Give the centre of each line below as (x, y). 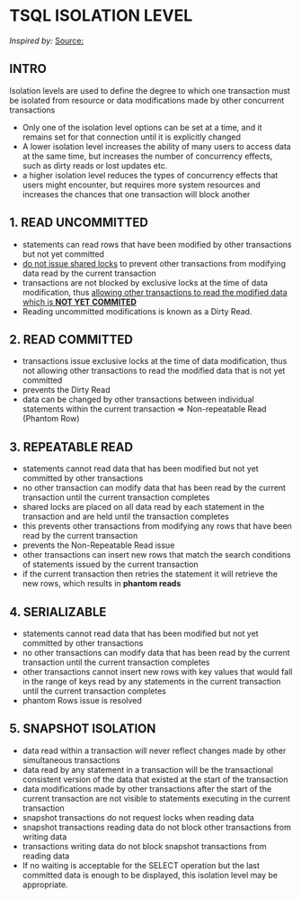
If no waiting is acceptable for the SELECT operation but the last (141, 865)
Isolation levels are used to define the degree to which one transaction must (150, 90)
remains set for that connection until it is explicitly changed (131, 137)
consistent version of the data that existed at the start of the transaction (155, 779)
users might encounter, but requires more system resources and (141, 185)
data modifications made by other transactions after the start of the (147, 788)
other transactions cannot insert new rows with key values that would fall (157, 672)
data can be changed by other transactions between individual (138, 400)
